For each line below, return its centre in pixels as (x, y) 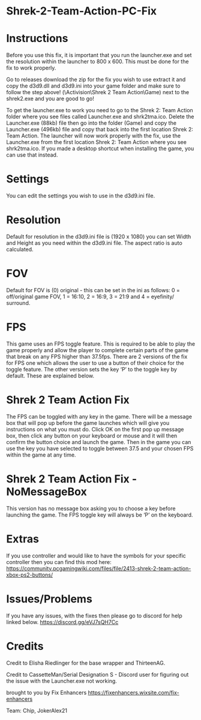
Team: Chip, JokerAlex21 (37, 710)
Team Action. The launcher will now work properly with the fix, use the (94, 136)
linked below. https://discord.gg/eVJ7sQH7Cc (62, 622)
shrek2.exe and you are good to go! (50, 99)
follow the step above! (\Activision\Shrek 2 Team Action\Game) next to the (98, 92)
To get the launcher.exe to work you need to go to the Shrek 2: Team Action (100, 110)
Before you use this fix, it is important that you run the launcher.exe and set (99, 55)
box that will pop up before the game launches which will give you (88, 423)
